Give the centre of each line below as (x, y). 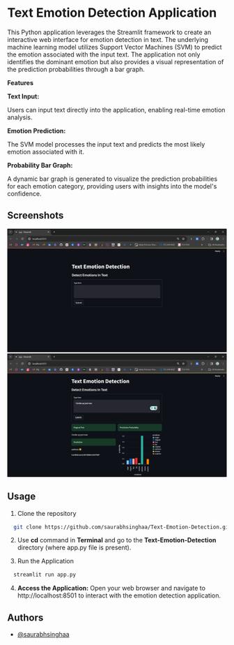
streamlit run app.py (45, 575)
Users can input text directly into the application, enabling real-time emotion (116, 110)
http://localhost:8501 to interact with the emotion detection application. (119, 595)
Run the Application (46, 561)
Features (20, 82)
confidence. (24, 193)
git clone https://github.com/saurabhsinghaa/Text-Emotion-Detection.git (123, 527)
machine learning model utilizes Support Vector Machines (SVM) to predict (115, 47)
